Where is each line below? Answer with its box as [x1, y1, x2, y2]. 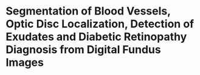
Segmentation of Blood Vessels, [5, 4, 171, 18]
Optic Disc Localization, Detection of [5, 17, 195, 31]
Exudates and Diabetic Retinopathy [5, 30, 187, 44]
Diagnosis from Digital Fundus [5, 43, 162, 57]
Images [5, 56, 44, 70]
